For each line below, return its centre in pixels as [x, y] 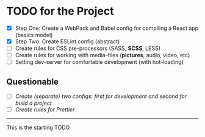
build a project [33, 103]
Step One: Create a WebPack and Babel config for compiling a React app [107, 28]
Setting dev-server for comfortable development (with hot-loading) [99, 62]
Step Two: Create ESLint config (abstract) [67, 41]
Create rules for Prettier [45, 110]
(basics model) [34, 35]
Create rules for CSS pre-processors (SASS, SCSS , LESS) [88, 48]
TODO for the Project [60, 11]
